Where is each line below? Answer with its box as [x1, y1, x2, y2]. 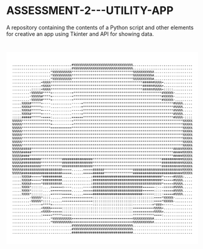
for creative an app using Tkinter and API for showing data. [6, 30, 154, 37]
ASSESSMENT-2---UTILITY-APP [6, 4, 174, 18]
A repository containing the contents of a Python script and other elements [6, 24, 194, 31]
